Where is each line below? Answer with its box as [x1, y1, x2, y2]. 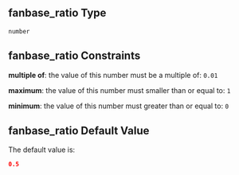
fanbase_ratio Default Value [8, 124, 150, 138]
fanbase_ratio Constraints [8, 49, 141, 63]
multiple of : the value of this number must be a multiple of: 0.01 [8, 70, 218, 80]
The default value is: [8, 145, 76, 154]
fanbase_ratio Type [8, 6, 107, 20]
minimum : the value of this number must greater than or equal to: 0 [8, 101, 229, 111]
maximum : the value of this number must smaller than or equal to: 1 [8, 85, 231, 95]
